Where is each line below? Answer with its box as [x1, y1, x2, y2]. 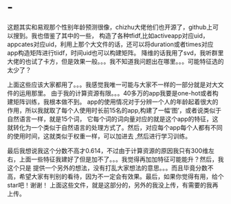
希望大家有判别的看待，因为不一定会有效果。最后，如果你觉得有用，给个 [19, 172, 224, 181]
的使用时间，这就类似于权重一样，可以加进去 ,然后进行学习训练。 [7, 132, 191, 140]
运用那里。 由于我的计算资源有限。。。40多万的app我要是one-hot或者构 [19, 89, 219, 97]
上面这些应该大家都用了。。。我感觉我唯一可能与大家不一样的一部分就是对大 [7, 80, 218, 89]
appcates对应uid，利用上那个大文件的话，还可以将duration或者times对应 [7, 40, 214, 48]
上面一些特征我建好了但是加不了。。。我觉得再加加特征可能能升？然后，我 [19, 155, 224, 163]
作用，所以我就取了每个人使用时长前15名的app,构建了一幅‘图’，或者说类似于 [7, 106, 222, 114]
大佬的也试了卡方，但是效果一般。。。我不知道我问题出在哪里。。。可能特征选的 [7, 57, 224, 65]
